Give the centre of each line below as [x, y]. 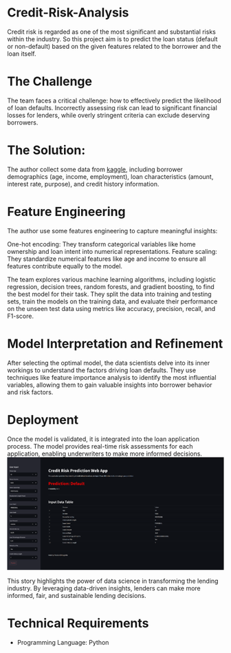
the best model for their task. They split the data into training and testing [109, 294]
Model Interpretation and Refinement [115, 344]
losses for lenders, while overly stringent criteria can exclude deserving [109, 115]
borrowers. [23, 122]
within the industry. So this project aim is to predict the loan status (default [112, 39]
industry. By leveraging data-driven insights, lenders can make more [104, 588]
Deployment [43, 419]
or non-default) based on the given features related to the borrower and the [114, 46]
